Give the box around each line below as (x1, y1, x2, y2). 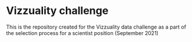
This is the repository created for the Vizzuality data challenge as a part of (6, 23, 187, 30)
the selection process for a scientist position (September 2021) (6, 29, 159, 36)
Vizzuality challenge (6, 4, 109, 17)
